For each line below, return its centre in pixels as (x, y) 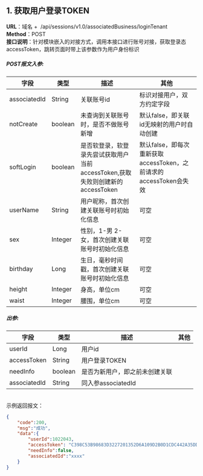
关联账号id (95, 100)
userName (24, 210)
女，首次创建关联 (105, 240)
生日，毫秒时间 (102, 260)
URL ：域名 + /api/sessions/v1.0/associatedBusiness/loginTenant (87, 27)
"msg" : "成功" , (34, 428)
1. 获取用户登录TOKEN (48, 11)
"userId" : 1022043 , (51, 439)
